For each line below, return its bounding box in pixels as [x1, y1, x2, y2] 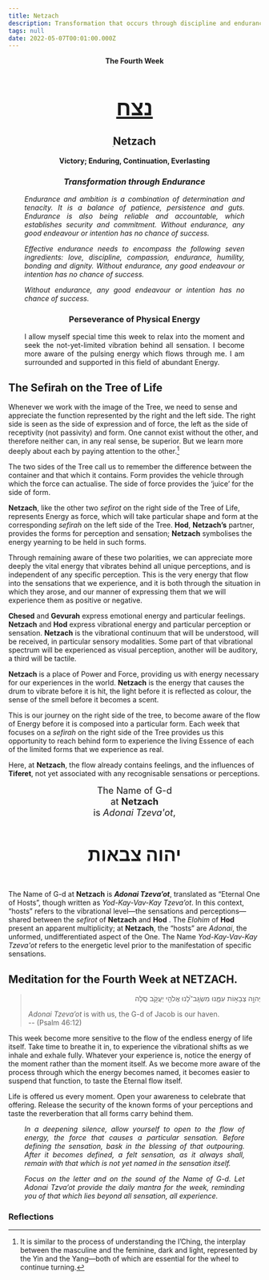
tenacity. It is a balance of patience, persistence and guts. [24, 202, 245, 213]
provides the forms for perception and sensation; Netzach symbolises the [8, 528, 252, 538]
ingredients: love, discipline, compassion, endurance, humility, [24, 252, 245, 262]
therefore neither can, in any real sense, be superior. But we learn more [8, 436, 244, 446]
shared [8, 915, 32, 925]
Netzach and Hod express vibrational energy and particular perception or [8, 620, 251, 629]
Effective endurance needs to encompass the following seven [24, 244, 245, 254]
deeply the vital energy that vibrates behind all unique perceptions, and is [8, 561, 251, 570]
